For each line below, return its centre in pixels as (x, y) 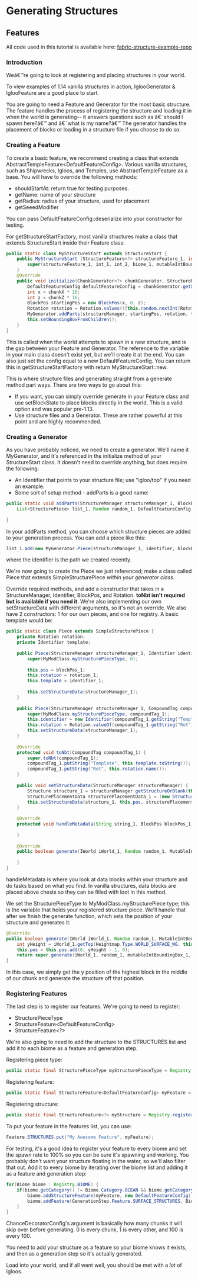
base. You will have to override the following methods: (72, 176)
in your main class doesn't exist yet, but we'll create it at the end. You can (95, 354)
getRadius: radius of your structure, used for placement (82, 201)
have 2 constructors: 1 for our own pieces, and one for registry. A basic (92, 614)
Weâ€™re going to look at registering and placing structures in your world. (96, 75)
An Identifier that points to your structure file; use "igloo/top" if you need (103, 480)
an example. (29, 486)
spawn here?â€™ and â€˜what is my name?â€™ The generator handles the (96, 123)
